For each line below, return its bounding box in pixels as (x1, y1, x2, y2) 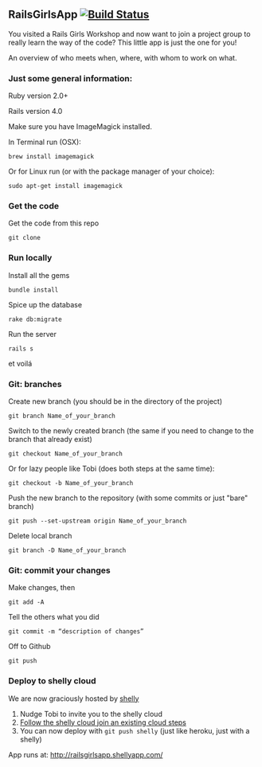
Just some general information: (8, 72, 133, 84)
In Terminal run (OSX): (8, 137, 81, 147)
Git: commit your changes (8, 565, 111, 576)
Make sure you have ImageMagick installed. (8, 122, 153, 131)
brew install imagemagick (8, 153, 94, 161)
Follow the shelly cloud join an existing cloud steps (19, 718, 187, 727)
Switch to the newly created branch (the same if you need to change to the (8, 426, 254, 435)
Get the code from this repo (8, 218, 100, 228)
